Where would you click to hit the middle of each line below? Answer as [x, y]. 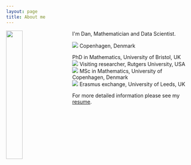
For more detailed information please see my [126, 95]
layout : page [22, 11]
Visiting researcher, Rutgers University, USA [133, 64]
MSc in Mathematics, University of [121, 71]
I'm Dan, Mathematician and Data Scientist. [124, 33]
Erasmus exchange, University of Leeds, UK [133, 84]
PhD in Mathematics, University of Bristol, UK [126, 57]
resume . [82, 102]
